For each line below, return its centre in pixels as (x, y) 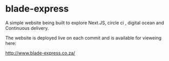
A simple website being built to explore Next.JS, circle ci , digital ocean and (85, 23)
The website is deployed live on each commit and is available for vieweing (83, 38)
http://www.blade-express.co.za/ (40, 53)
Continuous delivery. (27, 28)
